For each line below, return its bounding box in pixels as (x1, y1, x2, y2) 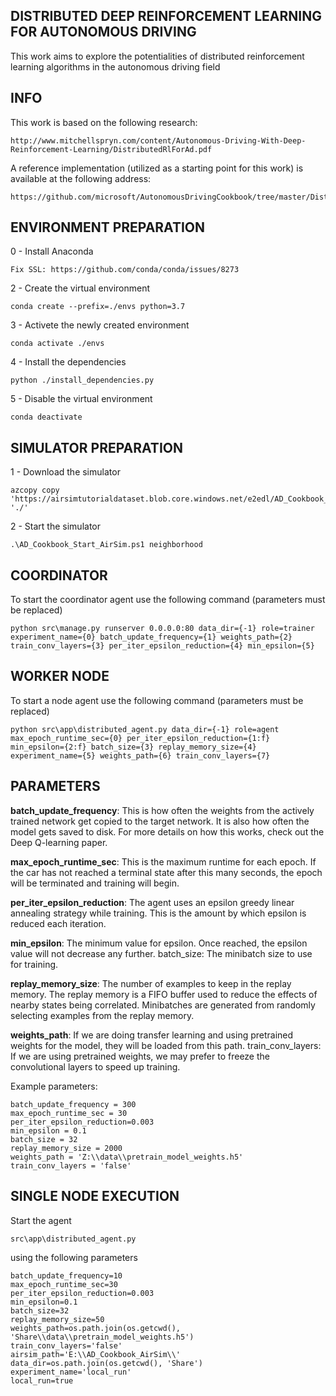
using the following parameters (10, 1251, 138, 1263)
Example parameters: (10, 1080, 98, 1092)
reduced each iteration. (10, 917, 107, 929)
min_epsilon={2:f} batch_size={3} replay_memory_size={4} (10, 742, 257, 752)
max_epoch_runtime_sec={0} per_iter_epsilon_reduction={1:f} (10, 733, 271, 743)
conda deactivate (10, 412, 83, 423)
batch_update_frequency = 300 (10, 1099, 137, 1109)
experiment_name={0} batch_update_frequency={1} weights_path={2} (10, 632, 293, 643)
